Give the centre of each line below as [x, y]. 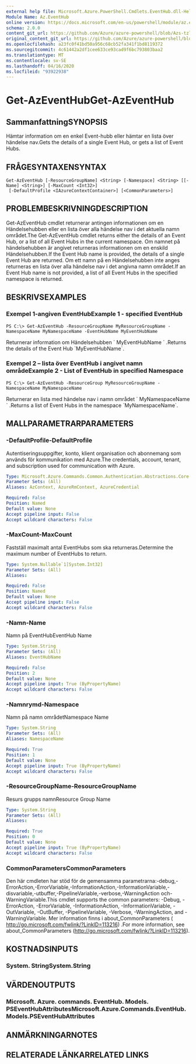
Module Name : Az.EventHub [37, 17]
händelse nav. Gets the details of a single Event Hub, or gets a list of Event [95, 142]
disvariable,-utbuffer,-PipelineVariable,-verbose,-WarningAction [83, 893]
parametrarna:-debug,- [150, 881]
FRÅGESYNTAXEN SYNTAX [56, 167]
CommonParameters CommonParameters [66, 868]
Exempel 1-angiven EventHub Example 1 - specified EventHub [94, 314]
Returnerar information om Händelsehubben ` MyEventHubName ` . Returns [96, 342]
